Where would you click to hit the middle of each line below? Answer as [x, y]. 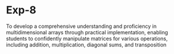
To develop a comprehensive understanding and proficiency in [81, 26]
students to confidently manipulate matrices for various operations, [87, 38]
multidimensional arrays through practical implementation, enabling [87, 32]
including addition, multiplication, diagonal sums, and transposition [86, 45]
